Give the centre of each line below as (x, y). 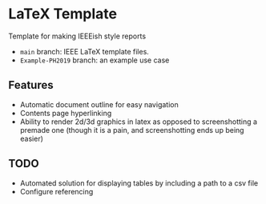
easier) (32, 138)
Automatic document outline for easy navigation (99, 104)
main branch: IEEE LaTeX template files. (85, 51)
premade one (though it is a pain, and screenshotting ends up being (132, 130)
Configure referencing (56, 191)
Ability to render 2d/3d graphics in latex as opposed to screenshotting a (139, 122)
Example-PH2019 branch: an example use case (95, 60)
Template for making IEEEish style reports (77, 36)
